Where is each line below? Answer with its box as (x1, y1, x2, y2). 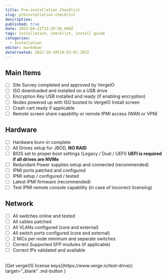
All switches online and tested (12, 213, 75, 219)
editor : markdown (5, 45, 42, 50)
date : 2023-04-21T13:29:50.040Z (5, 26, 73, 31)
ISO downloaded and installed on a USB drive (12, 88, 108, 94)
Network (5, 200, 34, 208)
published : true (5, 21, 39, 27)
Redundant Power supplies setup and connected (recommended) (12, 162, 149, 168)
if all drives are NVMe (12, 156, 59, 162)
